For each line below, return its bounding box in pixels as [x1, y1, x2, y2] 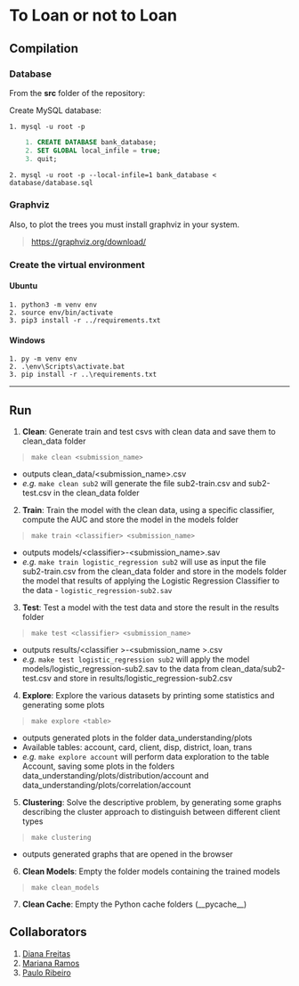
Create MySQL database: [9, 104, 102, 116]
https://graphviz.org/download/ [30, 236, 147, 247]
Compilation [9, 41, 78, 56]
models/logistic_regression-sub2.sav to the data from [21, 663, 220, 673]
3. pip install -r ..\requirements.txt [9, 371, 158, 379]
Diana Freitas [21, 948, 71, 958]
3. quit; [25, 154, 58, 163]
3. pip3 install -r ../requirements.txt [9, 315, 162, 325]
